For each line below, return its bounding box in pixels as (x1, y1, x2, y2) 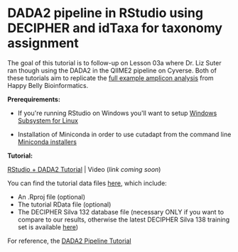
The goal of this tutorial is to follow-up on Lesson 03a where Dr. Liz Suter (7, 58, 222, 67)
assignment (7, 35, 80, 51)
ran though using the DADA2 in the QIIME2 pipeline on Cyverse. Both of (7, 66, 217, 75)
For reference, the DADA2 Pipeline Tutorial (7, 236, 131, 245)
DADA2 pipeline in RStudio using (7, 5, 204, 21)
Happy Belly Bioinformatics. (7, 81, 89, 89)
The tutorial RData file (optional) (17, 200, 112, 209)
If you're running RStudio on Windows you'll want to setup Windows (17, 109, 217, 117)
